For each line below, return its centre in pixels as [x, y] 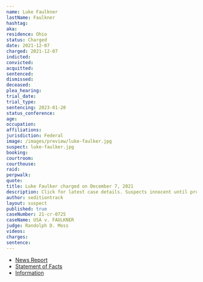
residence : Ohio [27, 34]
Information [29, 272]
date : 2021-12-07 [28, 46]
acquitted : [20, 68]
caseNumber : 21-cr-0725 [36, 215]
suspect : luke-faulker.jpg [40, 147]
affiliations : [24, 130]
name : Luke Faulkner [32, 12]
